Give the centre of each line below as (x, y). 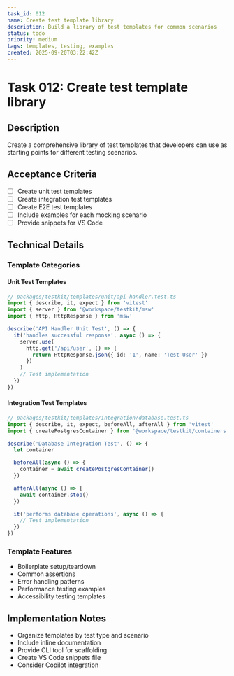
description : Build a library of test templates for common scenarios (112, 27)
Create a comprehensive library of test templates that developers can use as (117, 145)
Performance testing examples (61, 589)
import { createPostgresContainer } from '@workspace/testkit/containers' (118, 431)
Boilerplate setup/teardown (57, 567)
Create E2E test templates (55, 206)
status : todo (26, 33)
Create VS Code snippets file (59, 658)
